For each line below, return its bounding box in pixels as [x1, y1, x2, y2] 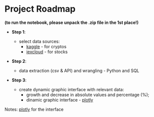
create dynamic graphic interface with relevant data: [19, 86, 124, 92]
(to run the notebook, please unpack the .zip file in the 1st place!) [4, 19, 139, 25]
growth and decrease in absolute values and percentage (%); [26, 92, 150, 97]
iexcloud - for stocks [26, 49, 68, 55]
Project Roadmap [4, 3, 76, 15]
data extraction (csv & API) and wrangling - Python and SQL [19, 67, 139, 74]
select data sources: [19, 38, 60, 44]
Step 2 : [11, 58, 27, 64]
